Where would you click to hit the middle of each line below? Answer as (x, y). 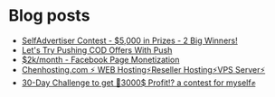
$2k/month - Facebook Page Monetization (100, 59)
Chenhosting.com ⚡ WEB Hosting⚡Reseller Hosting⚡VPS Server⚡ (143, 69)
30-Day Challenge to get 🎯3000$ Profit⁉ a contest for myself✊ (138, 83)
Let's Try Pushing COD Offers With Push (97, 49)
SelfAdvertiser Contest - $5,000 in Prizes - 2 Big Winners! (129, 40)
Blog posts (49, 16)
